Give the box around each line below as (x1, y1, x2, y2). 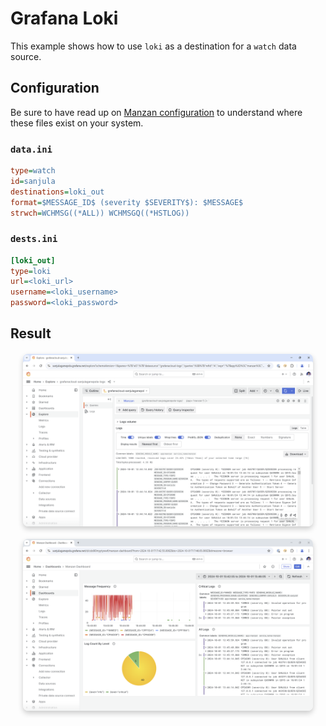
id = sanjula (10, 176, 56, 186)
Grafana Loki (10, 7, 119, 30)
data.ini (10, 143, 53, 155)
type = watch (10, 166, 56, 176)
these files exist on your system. (10, 117, 144, 129)
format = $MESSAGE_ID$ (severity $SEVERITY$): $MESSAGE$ (10, 197, 244, 207)
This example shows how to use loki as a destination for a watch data (10, 40, 297, 52)
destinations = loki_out (10, 187, 105, 197)
